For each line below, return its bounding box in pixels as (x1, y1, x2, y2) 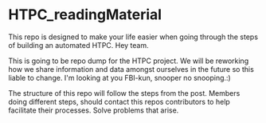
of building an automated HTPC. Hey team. (8, 40, 149, 50)
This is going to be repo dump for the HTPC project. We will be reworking (8, 56, 249, 65)
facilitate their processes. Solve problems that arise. (8, 105, 179, 115)
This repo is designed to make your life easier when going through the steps (8, 32, 259, 42)
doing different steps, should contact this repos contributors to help (8, 97, 231, 106)
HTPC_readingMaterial (8, 6, 162, 24)
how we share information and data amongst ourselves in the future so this (8, 64, 255, 73)
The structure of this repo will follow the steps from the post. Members (8, 88, 241, 97)
